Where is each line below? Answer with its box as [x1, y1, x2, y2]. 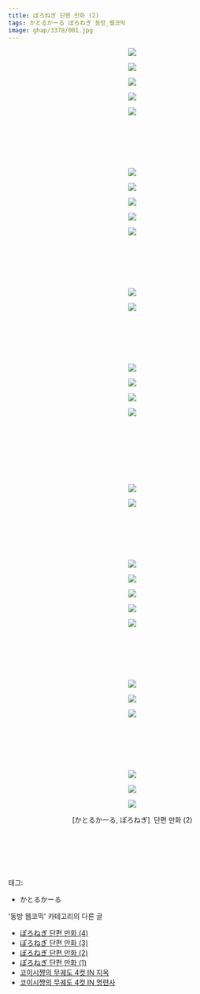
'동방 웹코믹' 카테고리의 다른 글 [8, 912, 103, 921]
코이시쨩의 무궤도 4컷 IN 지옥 [19, 968, 109, 977]
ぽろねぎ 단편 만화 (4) [19, 928, 89, 938]
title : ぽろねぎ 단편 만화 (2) [8, 11, 100, 20]
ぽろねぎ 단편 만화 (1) [19, 958, 87, 968]
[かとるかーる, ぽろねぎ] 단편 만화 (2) [72, 815, 193, 825]
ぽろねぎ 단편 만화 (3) [19, 938, 88, 948]
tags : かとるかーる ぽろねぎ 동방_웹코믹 [8, 19, 126, 27]
